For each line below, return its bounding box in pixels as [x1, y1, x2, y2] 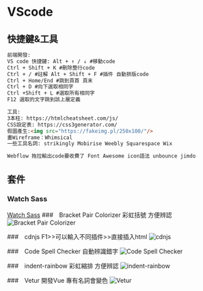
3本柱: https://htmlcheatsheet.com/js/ [7, 114, 119, 122]
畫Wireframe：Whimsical [7, 134, 73, 141]
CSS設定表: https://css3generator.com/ [7, 121, 118, 128]
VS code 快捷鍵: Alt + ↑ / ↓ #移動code [7, 58, 116, 65]
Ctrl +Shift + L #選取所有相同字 [7, 90, 95, 97]
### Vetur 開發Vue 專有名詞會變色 [7, 276, 108, 284]
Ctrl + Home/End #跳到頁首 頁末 [7, 77, 94, 84]
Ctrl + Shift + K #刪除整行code [7, 64, 96, 71]
